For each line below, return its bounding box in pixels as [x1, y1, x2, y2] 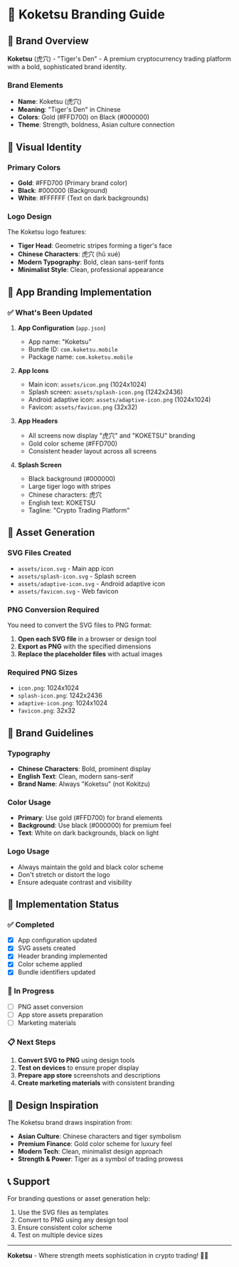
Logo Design [7, 211, 52, 221]
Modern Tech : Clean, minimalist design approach [17, 1147, 164, 1156]
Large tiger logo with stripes [28, 482, 112, 490]
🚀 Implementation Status [7, 898, 119, 910]
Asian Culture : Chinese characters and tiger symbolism [17, 1132, 181, 1141]
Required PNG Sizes [7, 667, 78, 677]
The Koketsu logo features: [7, 228, 87, 236]
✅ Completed [7, 920, 55, 930]
